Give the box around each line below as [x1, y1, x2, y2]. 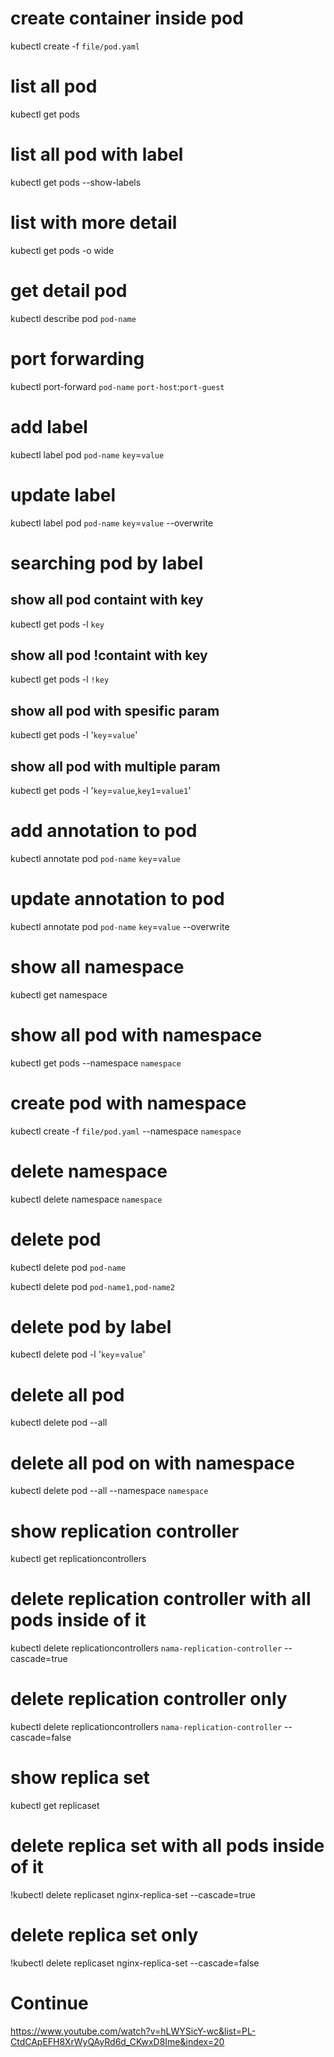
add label [10, 415, 88, 438]
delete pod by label [10, 1315, 172, 1338]
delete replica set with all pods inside [10, 1835, 325, 1857]
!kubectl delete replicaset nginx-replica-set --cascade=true [10, 1889, 256, 1901]
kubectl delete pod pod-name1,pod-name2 [10, 1280, 175, 1292]
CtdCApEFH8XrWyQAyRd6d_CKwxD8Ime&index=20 [10, 2035, 225, 2047]
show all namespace [10, 956, 185, 978]
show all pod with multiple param [10, 758, 221, 775]
